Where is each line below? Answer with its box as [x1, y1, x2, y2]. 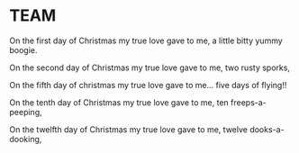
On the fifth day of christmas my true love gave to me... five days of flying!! [9, 79, 287, 90]
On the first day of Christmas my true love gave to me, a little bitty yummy [9, 35, 284, 46]
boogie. [9, 44, 38, 55]
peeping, [9, 106, 42, 117]
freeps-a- [231, 96, 267, 108]
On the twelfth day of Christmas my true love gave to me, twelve [9, 123, 248, 135]
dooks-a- [249, 123, 285, 135]
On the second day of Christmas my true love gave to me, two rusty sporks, [9, 62, 291, 73]
